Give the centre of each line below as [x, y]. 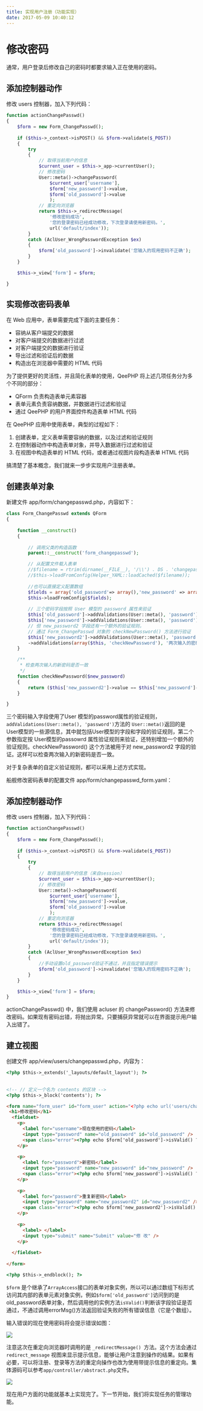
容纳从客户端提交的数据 [44, 333]
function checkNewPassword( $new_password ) [71, 676]
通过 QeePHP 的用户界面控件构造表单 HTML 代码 [76, 412]
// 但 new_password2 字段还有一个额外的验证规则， [86, 626]
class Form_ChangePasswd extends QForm [56, 514]
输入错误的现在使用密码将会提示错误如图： [59, 1323]
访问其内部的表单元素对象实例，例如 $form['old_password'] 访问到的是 [93, 1295]
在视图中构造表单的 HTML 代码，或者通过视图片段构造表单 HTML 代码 [102, 453]
